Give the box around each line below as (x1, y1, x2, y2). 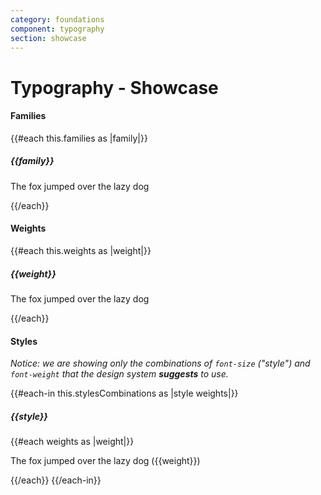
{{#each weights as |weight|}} (10, 436, 135, 448)
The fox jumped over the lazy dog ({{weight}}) (10, 455, 201, 467)
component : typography (10, 24, 105, 34)
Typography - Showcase (10, 76, 219, 99)
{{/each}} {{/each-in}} (10, 474, 102, 486)
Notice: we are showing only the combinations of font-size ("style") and (10, 357, 311, 370)
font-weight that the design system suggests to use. (10, 368, 229, 380)
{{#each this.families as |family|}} (10, 132, 148, 144)
